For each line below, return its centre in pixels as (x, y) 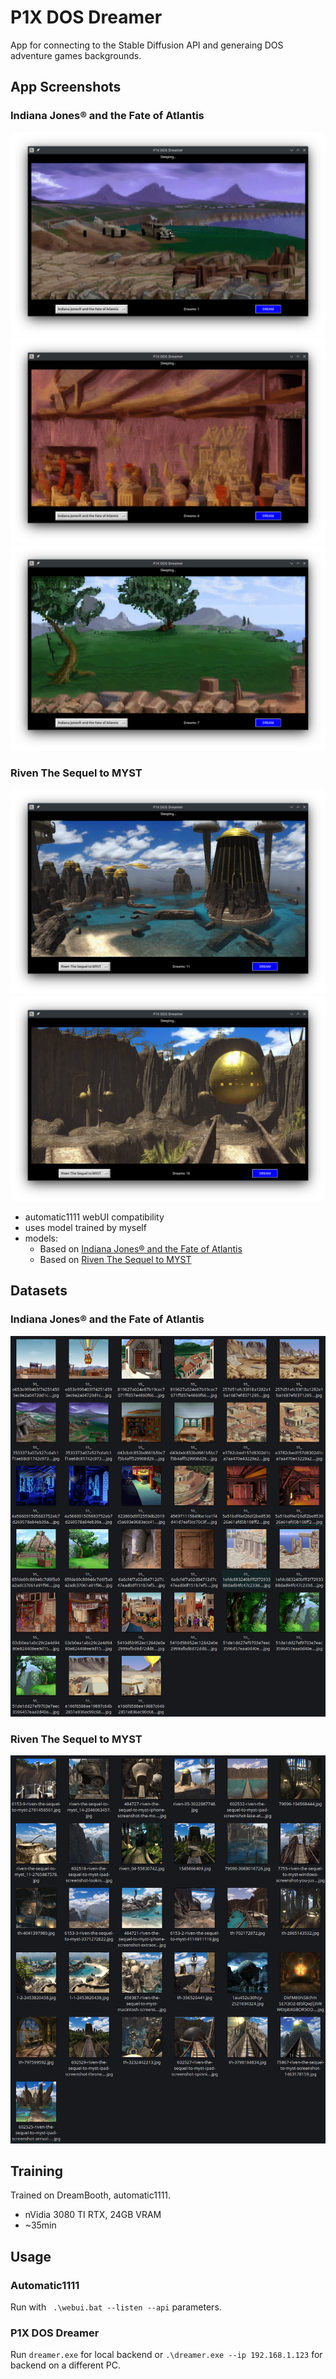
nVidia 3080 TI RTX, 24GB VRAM (93, 2215)
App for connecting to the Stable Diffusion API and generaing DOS (147, 45)
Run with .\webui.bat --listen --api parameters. (116, 2307)
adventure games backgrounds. (76, 55)
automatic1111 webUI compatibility (94, 1217)
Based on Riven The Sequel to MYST (115, 1259)
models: (41, 1238)
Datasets (39, 1291)
